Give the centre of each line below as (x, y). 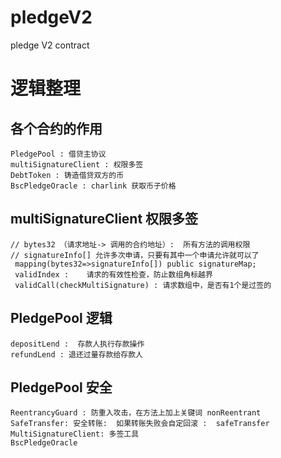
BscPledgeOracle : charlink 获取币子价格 (93, 186)
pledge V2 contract (50, 45)
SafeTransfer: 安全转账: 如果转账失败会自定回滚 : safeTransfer (140, 424)
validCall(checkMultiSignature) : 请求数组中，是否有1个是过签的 (143, 285)
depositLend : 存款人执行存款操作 (77, 344)
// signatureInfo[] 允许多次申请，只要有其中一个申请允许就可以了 (135, 255)
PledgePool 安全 (61, 387)
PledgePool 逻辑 (61, 318)
